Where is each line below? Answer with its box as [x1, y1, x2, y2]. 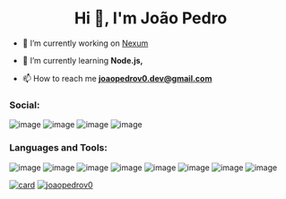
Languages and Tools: [9, 142, 108, 154]
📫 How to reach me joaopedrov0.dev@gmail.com [22, 73, 212, 83]
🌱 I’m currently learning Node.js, [22, 55, 143, 65]
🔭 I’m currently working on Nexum [22, 38, 149, 48]
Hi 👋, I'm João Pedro [74, 8, 228, 29]
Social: [9, 99, 40, 111]
